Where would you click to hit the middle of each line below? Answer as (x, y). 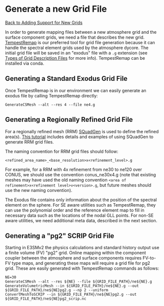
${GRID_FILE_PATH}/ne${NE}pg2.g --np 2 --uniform (57, 290)
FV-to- (149, 258)
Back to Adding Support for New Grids (44, 23)
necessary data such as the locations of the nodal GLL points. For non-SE (79, 215)
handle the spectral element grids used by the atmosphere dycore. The (77, 47)
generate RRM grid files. (29, 142)
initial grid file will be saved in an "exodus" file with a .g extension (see (76, 53)
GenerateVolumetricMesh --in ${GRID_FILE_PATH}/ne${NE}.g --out (72, 286)
